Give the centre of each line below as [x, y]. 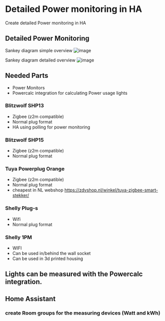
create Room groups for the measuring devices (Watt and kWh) [83, 313]
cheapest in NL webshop [38, 190]
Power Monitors [28, 87]
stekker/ [21, 195]
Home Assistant [30, 299]
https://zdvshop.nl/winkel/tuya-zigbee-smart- [111, 190]
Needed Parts [27, 76]
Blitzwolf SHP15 [25, 140]
